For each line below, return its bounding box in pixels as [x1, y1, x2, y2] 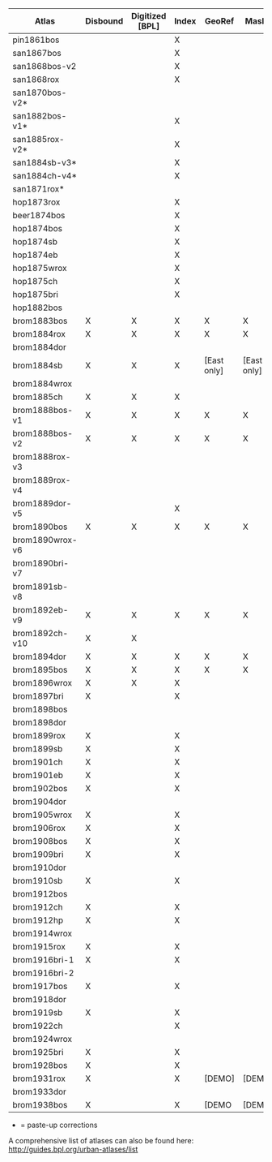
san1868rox [12, 74, 60, 84]
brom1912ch [12, 902, 63, 912]
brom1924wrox [12, 1034, 73, 1044]
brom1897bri [12, 691, 64, 701]
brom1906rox [12, 823, 66, 833]
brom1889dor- [12, 498, 72, 509]
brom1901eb [12, 770, 63, 781]
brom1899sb [12, 743, 63, 754]
